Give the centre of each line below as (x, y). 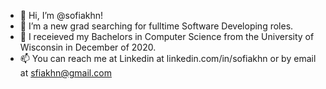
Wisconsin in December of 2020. (88, 47)
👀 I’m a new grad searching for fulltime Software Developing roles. (156, 26)
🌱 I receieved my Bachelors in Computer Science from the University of (167, 36)
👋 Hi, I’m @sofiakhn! (61, 15)
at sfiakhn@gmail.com (65, 73)
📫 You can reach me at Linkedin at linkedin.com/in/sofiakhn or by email (168, 58)
